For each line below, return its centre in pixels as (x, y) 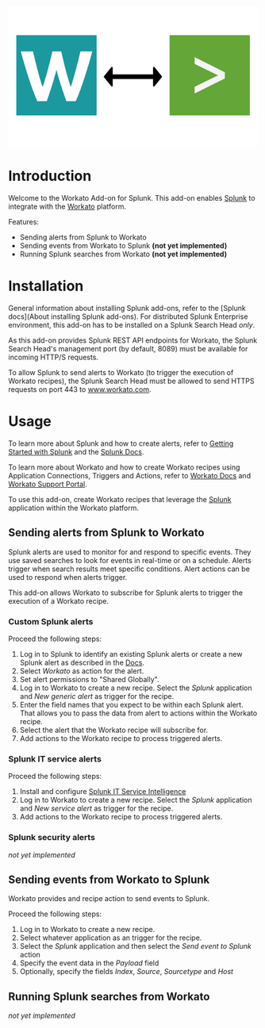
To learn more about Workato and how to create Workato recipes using (124, 467)
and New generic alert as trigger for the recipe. (97, 696)
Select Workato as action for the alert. (82, 671)
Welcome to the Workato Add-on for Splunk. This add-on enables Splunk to (132, 198)
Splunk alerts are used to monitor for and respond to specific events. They (130, 552)
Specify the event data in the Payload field (89, 963)
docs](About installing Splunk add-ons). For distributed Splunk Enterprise (128, 316)
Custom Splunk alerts (51, 621)
